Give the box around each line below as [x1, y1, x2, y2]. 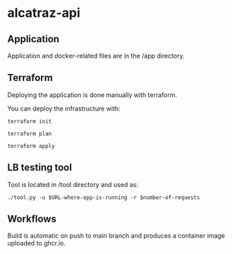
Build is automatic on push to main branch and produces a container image [7, 231, 226, 240]
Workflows [7, 213, 56, 225]
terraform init [7, 118, 52, 125]
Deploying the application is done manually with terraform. [7, 90, 178, 99]
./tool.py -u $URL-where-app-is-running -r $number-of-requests [7, 193, 200, 201]
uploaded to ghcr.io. [7, 239, 66, 248]
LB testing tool [7, 162, 73, 174]
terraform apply [7, 142, 55, 149]
